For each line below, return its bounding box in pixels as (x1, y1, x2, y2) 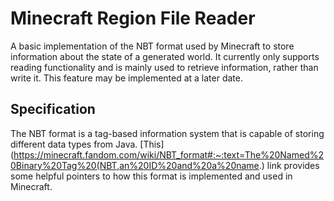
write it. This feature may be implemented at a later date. (10, 72, 244, 84)
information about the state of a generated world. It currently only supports (10, 50, 320, 62)
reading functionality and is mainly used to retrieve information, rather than (10, 61, 319, 73)
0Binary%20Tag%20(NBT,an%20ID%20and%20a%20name (10, 159, 260, 171)
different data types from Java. (10, 138, 138, 150)
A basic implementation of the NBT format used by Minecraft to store (10, 40, 295, 52)
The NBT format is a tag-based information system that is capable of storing (10, 127, 325, 139)
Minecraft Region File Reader (10, 7, 256, 30)
